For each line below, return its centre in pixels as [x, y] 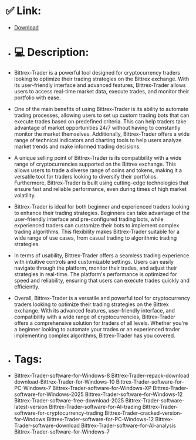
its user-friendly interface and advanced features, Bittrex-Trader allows [100, 85]
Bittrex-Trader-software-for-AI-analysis [129, 425]
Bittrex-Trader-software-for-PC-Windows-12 [100, 419]
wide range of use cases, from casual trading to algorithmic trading [95, 238]
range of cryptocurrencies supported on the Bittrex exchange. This [95, 164]
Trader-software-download [47, 425]
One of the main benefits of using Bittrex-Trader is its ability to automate [101, 109]
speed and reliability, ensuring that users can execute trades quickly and [102, 280]
